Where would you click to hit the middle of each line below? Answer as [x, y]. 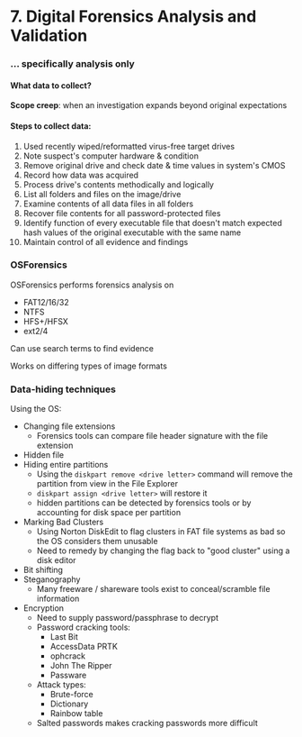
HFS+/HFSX [45, 321]
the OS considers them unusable [97, 541]
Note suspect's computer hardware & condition [111, 156]
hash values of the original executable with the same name [132, 232]
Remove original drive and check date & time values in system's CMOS [154, 165]
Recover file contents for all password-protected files [122, 213]
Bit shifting [43, 570]
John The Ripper [81, 666]
